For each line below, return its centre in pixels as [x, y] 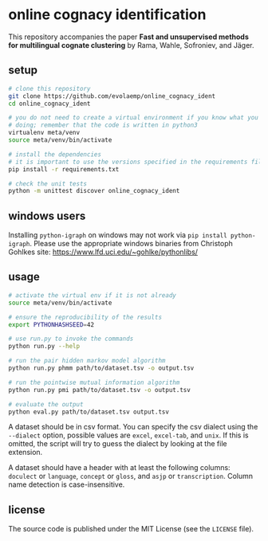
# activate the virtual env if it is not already [93, 295]
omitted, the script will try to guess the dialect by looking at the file [118, 444]
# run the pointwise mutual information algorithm [94, 382]
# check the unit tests [48, 184]
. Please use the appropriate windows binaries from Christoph [131, 244]
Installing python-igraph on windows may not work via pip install [118, 235]
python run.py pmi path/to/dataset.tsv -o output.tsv [100, 390]
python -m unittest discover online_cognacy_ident [94, 191]
